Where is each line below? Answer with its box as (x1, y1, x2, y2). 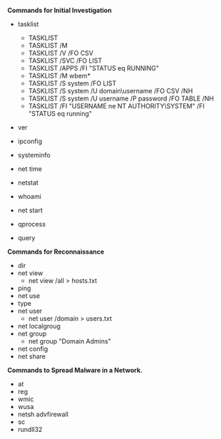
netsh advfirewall (17, 410, 69, 418)
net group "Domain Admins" (28, 337, 112, 345)
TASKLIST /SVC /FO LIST (28, 56, 103, 65)
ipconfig (17, 137, 43, 145)
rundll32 (17, 425, 43, 433)
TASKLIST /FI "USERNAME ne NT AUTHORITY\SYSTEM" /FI (28, 102, 205, 110)
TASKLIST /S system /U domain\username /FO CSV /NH (28, 87, 193, 95)
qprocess (17, 220, 46, 228)
